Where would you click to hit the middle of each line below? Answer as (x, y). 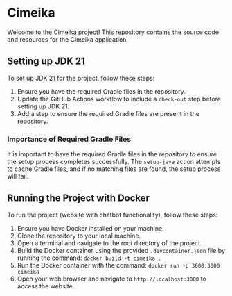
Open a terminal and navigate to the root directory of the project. (109, 243)
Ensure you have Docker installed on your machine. (90, 228)
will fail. (18, 176)
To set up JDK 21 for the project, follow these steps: (81, 78)
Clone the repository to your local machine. (79, 236)
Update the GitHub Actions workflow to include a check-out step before (119, 99)
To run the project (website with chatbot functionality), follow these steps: (113, 215)
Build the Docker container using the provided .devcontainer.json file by (121, 250)
